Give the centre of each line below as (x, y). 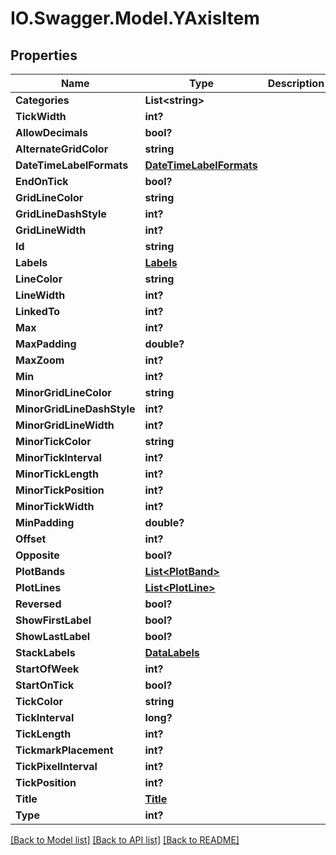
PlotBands (40, 571)
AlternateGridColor (62, 149)
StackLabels (45, 652)
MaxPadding (46, 344)
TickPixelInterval (56, 766)
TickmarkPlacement (64, 750)
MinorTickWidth (55, 506)
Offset (31, 539)
